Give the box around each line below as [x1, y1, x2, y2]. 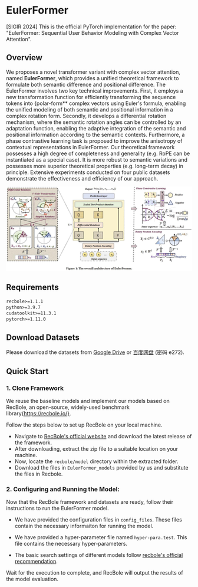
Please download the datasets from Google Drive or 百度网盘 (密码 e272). [6, 349, 184, 356]
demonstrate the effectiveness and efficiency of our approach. [6, 175, 159, 182]
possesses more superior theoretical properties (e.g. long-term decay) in [6, 162, 184, 169]
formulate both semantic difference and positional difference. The [6, 81, 166, 88]
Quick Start [6, 366, 49, 376]
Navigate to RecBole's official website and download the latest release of [14, 432, 192, 440]
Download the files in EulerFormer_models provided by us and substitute [14, 464, 189, 471]
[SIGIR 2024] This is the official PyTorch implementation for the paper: [6, 23, 177, 30]
